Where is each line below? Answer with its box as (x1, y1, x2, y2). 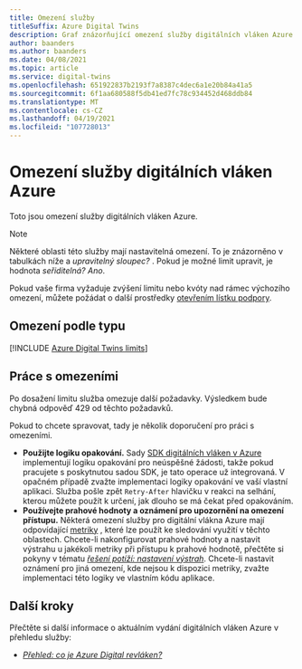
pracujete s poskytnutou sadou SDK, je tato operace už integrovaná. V (22, 466, 285, 477)
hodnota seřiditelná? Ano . (9, 264, 106, 276)
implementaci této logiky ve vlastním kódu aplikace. (22, 572, 215, 583)
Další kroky (9, 598, 74, 614)
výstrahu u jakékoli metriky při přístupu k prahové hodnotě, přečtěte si (22, 543, 285, 554)
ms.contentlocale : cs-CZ (9, 106, 103, 115)
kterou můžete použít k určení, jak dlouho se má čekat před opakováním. (22, 495, 294, 506)
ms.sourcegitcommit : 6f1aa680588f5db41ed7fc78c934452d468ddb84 (9, 89, 253, 98)
